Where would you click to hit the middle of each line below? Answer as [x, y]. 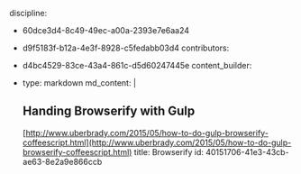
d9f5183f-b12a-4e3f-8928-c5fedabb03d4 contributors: [126, 48]
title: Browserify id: [169, 151]
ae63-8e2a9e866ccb [62, 161]
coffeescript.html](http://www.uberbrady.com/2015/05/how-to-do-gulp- [157, 142]
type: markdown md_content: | [79, 83]
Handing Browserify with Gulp [109, 111]
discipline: [28, 13]
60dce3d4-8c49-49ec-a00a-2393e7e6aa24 [106, 30]
